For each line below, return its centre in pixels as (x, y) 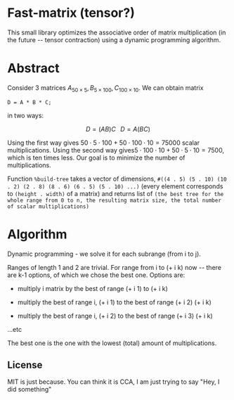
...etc (15, 329)
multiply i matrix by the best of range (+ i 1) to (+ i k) (93, 288)
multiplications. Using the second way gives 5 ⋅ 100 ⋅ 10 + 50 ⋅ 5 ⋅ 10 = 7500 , (116, 150)
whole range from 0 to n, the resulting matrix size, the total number (114, 200)
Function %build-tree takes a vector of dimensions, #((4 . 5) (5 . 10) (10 (117, 179)
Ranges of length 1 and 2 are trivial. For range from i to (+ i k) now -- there (115, 267)
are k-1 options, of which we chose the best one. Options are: (96, 275)
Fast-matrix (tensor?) (71, 13)
